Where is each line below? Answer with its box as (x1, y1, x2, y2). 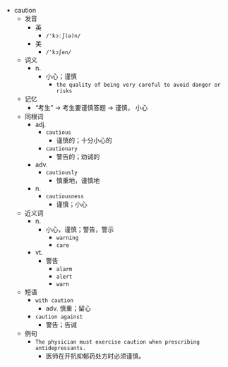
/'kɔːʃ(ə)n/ (45, 32, 81, 40)
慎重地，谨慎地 (56, 176, 100, 184)
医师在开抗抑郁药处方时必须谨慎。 (45, 352, 145, 360)
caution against (35, 313, 83, 320)
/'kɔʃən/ (45, 49, 72, 56)
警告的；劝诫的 (56, 152, 100, 161)
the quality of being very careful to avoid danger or (56, 81, 221, 88)
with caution (35, 297, 74, 304)
